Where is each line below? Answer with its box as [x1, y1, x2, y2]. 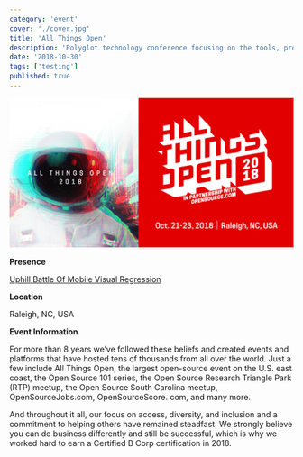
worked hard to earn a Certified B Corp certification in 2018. [9, 437, 232, 448]
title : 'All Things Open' [9, 33, 106, 42]
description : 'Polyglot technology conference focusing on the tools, [9, 43, 280, 52]
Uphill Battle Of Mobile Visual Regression [9, 273, 161, 284]
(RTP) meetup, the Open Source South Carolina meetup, [9, 381, 218, 392]
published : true [9, 72, 70, 81]
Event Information [9, 325, 78, 337]
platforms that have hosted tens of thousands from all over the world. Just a [9, 352, 291, 364]
